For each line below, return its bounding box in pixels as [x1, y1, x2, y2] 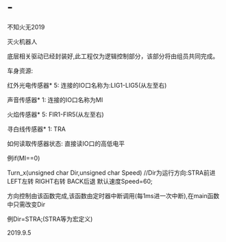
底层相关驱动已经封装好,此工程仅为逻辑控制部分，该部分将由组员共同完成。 [7, 51, 219, 60]
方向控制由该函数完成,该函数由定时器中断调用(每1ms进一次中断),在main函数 [7, 191, 220, 199]
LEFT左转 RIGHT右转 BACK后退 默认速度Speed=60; [7, 177, 153, 185]
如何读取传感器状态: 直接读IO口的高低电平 [7, 139, 125, 147]
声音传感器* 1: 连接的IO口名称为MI [7, 95, 103, 104]
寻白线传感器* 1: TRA [7, 125, 66, 133]
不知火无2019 [7, 23, 45, 31]
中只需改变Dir [7, 200, 46, 208]
